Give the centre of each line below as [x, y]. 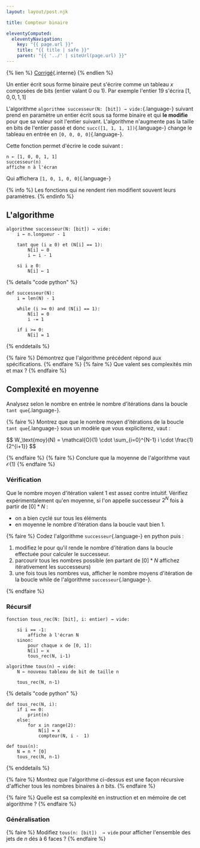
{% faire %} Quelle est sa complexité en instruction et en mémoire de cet [96, 797]
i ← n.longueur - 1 [41, 234]
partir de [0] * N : [27, 506]
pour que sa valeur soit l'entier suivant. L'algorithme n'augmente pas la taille [100, 121]
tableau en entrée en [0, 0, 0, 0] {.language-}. [65, 134]
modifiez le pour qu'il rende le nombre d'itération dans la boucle [94, 548]
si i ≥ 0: [29, 265]
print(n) [39, 715]
